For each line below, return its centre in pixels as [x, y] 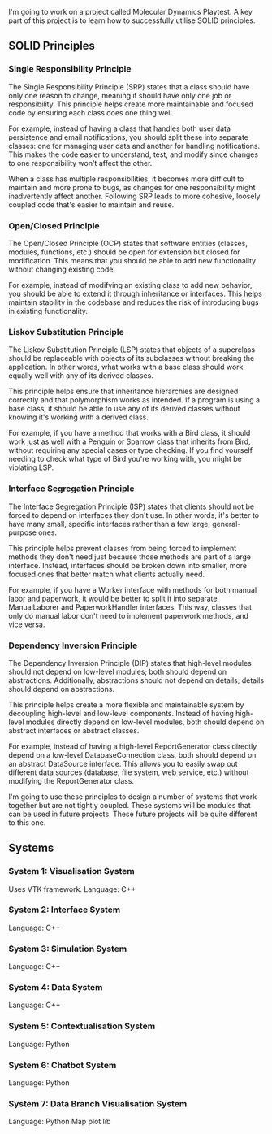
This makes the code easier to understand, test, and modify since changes [133, 154]
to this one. [27, 822]
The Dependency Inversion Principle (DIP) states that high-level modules [130, 663]
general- [227, 524]
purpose [22, 532]
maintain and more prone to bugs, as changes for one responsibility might [132, 187]
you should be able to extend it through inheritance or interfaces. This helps [135, 293]
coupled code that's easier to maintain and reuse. [91, 204]
